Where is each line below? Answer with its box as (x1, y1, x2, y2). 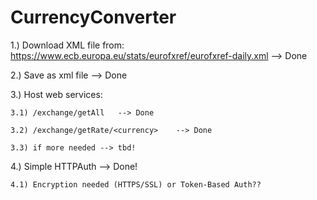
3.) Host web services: (10, 88, 103, 100)
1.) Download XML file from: (10, 39, 125, 51)
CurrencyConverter (10, 6, 177, 29)
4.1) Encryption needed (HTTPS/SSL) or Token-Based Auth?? (10, 179, 262, 190)
